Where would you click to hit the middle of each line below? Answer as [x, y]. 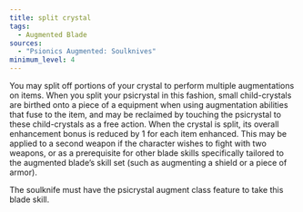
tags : [20, 26]
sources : [26, 43]
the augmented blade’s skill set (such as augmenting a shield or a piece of [148, 163]
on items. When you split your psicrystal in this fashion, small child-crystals [151, 95]
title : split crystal [50, 18]
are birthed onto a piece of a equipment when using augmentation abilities [149, 105]
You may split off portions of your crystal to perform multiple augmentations [152, 86]
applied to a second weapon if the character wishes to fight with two [138, 143]
